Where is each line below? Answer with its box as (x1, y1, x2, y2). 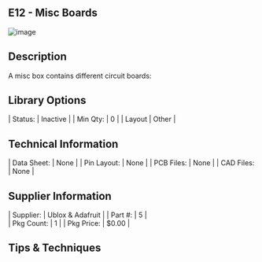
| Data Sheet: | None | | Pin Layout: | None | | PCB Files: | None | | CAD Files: (8, 158, 255, 168)
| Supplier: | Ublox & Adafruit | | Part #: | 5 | (8, 210, 147, 220)
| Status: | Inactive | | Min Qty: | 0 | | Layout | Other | (8, 114, 176, 124)
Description (8, 50, 67, 64)
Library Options (8, 94, 87, 107)
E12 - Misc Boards (8, 6, 98, 20)
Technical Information (8, 137, 119, 150)
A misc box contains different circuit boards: (8, 71, 152, 80)
